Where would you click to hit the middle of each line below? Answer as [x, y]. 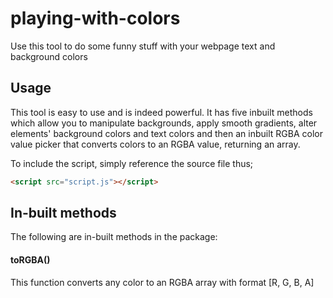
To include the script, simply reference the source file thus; [132, 163]
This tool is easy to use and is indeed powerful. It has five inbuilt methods [161, 112]
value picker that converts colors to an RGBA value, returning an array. [155, 144]
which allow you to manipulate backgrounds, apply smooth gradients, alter [164, 123]
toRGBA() [30, 260]
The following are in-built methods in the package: [114, 237]
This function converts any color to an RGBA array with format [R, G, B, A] [162, 282]
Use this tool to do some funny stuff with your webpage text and [143, 46]
